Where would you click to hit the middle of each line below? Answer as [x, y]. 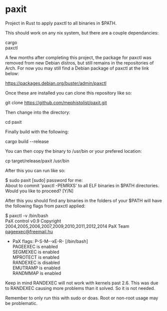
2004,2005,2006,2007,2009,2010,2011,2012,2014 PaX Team [67, 226]
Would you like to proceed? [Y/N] [39, 191]
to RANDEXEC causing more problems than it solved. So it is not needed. [80, 288]
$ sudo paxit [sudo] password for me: [44, 180]
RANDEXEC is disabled [36, 262]
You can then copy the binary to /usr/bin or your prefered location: [73, 151]
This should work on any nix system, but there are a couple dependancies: [82, 33]
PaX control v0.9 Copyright [33, 221]
